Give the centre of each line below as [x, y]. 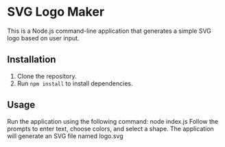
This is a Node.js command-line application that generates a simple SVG [109, 31]
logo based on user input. [44, 38]
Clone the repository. [47, 76]
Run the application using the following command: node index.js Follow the [113, 121]
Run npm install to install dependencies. [75, 83]
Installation [32, 60]
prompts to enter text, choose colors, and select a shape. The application [110, 129]
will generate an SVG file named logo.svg [65, 136]
